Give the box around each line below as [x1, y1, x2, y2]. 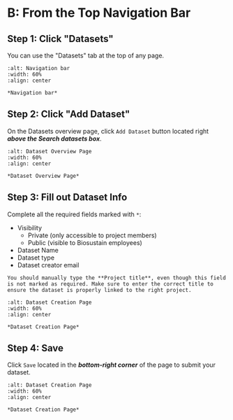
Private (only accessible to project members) [27, 231, 157, 239]
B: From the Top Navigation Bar [7, 5, 191, 21]
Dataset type [17, 253, 54, 262]
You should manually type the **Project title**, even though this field [7, 274, 227, 281]
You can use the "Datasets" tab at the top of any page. [7, 51, 165, 59]
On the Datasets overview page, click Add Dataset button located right [7, 127, 209, 135]
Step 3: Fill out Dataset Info [7, 191, 128, 204]
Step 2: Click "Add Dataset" [7, 108, 130, 120]
